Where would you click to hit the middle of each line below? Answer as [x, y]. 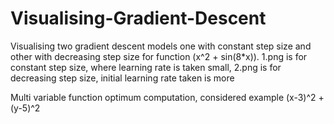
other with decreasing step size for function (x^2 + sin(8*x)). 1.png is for [159, 56]
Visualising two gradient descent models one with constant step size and [161, 46]
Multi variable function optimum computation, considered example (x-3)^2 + [167, 97]
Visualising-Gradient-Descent [138, 18]
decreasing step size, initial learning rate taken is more [122, 78]
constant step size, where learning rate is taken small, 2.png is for [146, 67]
